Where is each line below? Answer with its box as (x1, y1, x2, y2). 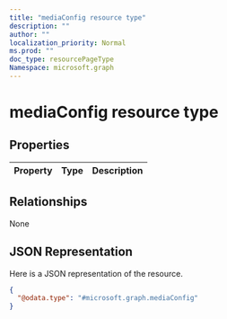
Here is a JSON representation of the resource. (9, 268, 184, 279)
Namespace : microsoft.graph (9, 64, 115, 73)
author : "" (9, 30, 50, 39)
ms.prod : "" (9, 47, 54, 56)
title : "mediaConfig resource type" (9, 13, 146, 22)
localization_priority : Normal (9, 38, 127, 48)
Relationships (9, 194, 88, 209)
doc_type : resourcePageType (9, 55, 115, 64)
